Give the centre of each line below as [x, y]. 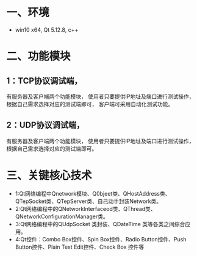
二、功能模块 [39, 56]
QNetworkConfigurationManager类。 [62, 216]
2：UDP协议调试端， [45, 125]
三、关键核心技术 [49, 175]
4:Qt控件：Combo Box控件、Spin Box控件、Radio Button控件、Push [101, 239]
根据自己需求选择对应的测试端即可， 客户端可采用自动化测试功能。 [90, 104]
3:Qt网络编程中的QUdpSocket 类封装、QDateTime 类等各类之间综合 [100, 224]
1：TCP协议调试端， [44, 81]
